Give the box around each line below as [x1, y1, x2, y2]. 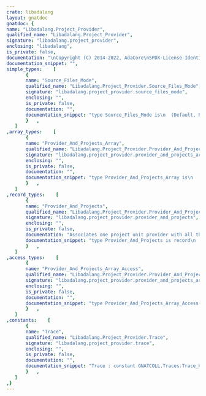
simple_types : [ [6, 66, 56, 72]
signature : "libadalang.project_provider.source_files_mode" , [25, 89, 188, 95]
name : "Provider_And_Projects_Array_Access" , [25, 266, 144, 272]
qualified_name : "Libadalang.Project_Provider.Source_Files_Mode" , [25, 83, 202, 90]
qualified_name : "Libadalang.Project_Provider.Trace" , [25, 334, 169, 341]
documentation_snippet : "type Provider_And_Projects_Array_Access [25, 300, 199, 306]
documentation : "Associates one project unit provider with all [25, 231, 193, 238]
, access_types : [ [6, 254, 59, 261]
